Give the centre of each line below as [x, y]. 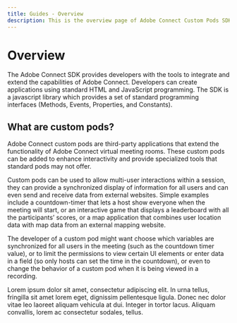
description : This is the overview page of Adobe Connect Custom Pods [113, 20]
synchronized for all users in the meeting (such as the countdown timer [111, 246]
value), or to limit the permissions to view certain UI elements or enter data [116, 254]
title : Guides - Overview [45, 14]
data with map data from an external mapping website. [87, 225]
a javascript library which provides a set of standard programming [103, 97]
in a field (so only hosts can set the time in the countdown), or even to [109, 261]
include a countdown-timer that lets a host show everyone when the [107, 202]
